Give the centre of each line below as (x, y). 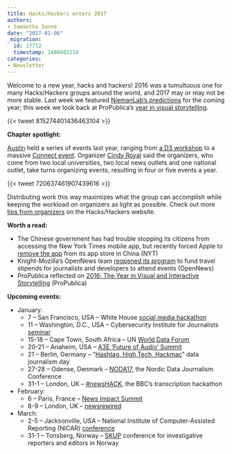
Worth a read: (27, 225)
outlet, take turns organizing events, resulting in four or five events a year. (113, 170)
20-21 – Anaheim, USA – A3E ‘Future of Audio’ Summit (105, 347)
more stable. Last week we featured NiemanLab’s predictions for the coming (116, 100)
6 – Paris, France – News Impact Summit (85, 398)
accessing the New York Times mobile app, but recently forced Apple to (120, 246)
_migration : (24, 40)
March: (27, 413)
